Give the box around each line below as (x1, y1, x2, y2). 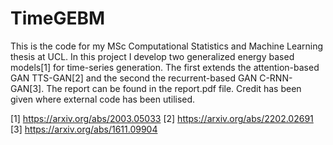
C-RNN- (259, 72, 293, 84)
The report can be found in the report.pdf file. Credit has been (46, 82, 302, 94)
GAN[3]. (10, 82, 45, 94)
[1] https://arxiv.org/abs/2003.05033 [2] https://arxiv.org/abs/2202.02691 (10, 112, 314, 124)
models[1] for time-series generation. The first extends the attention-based (10, 61, 320, 73)
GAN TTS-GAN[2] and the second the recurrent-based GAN (10, 72, 258, 84)
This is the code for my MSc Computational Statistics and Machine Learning (10, 40, 324, 52)
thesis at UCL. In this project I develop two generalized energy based (10, 50, 295, 62)
